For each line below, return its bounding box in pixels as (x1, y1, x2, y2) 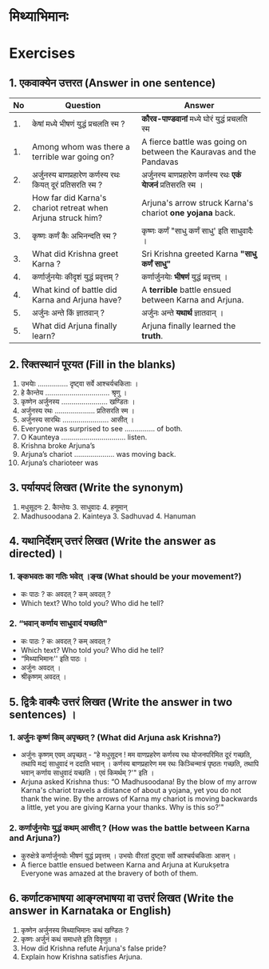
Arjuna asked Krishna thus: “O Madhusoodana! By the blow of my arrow (20, 777, 258, 787)
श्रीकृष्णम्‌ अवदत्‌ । (20, 671, 67, 681)
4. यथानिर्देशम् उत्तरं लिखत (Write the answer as (9, 535, 216, 548)
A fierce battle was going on (141, 136, 247, 147)
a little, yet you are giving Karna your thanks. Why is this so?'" (20, 803, 224, 812)
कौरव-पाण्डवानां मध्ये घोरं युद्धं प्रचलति (141, 114, 248, 125)
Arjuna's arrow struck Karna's (141, 198, 254, 209)
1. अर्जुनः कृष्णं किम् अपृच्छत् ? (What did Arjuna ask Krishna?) (9, 732, 222, 743)
